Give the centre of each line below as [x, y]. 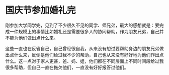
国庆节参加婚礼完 [41, 10]
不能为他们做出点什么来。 [32, 38]
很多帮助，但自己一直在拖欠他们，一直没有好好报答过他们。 [67, 67]
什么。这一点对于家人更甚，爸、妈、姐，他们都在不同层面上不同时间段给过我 [84, 61]
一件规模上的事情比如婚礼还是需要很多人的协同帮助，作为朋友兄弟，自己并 [87, 31]
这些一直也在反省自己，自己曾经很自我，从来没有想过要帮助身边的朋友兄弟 [82, 48]
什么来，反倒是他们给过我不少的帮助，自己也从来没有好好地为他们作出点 [89, 55]
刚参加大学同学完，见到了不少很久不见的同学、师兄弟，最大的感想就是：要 [82, 25]
